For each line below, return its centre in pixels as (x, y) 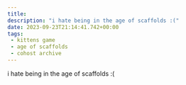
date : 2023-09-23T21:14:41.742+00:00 (63, 27)
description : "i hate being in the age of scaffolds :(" (93, 21)
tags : (15, 34)
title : (17, 14)
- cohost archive (36, 54)
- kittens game (33, 40)
